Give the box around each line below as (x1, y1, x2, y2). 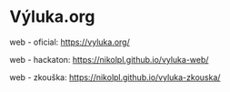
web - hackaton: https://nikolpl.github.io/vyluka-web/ (9, 54, 209, 65)
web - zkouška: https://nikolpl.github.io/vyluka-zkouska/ (9, 71, 221, 83)
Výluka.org (9, 6, 95, 27)
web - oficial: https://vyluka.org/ (9, 36, 130, 47)
